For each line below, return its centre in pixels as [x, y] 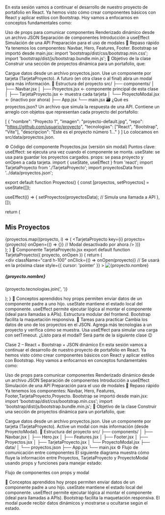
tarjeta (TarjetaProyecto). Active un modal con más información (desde [77, 426]
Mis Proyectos [27, 227]
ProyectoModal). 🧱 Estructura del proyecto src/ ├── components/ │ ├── [79, 431]
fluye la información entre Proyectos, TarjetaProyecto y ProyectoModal [77, 457]
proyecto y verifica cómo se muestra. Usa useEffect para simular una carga [82, 330]
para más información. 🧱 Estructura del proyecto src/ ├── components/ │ [80, 84]
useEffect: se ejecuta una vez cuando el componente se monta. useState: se [82, 152]
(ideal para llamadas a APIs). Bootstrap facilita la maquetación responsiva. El [82, 498]
